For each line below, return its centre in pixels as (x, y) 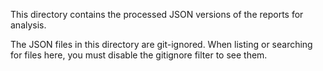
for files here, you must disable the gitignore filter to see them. (139, 55)
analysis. (28, 25)
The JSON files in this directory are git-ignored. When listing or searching (161, 44)
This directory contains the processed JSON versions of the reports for (157, 14)
